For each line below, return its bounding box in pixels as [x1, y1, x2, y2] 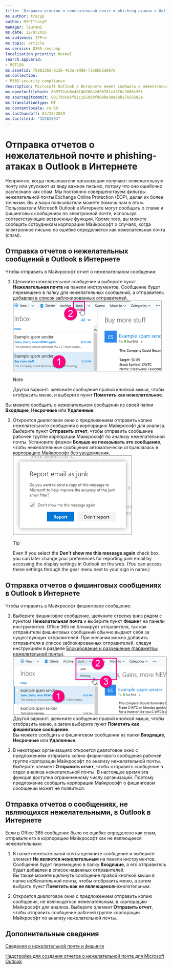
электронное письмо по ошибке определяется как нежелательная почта [5, 227, 165, 233]
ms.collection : [5, 73, 38, 78]
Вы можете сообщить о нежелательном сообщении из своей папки [5, 402, 154, 408]
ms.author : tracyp [5, 13, 45, 19]
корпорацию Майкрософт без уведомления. [12, 450, 110, 456]
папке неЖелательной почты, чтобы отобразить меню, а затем [12, 877, 152, 883]
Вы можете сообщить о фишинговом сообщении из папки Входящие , [12, 731, 166, 738]
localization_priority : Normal [5, 51, 72, 56]
